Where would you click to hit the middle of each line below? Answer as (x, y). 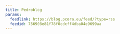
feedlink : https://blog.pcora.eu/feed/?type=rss (63, 19)
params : (14, 14)
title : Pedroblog (24, 10)
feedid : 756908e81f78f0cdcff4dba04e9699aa (56, 24)
